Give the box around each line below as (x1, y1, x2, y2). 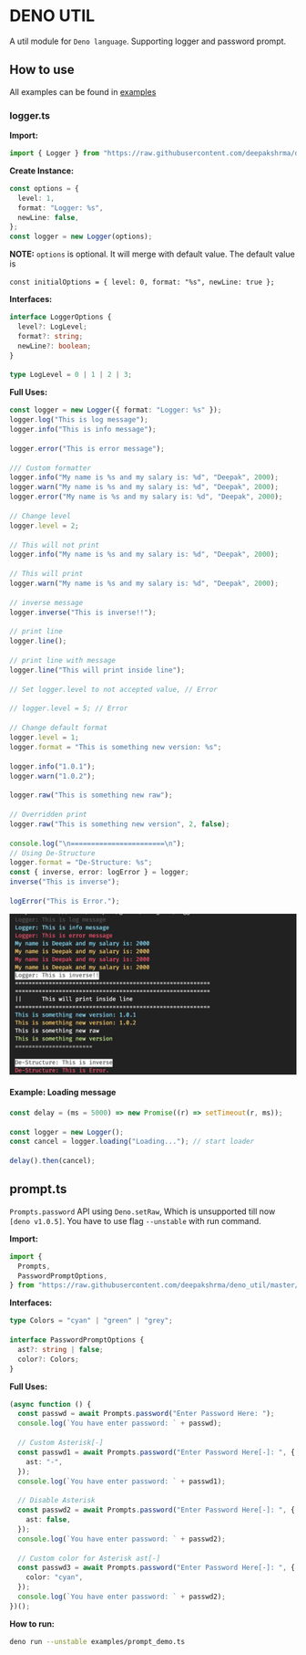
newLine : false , (17, 213, 79, 222)
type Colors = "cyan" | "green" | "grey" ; (9, 1316, 173, 1325)
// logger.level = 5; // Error (9, 704, 128, 713)
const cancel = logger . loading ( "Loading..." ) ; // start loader (9, 1137, 255, 1147)
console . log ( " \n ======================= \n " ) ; (9, 839, 185, 848)
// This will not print (9, 540, 100, 550)
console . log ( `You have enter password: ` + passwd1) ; (17, 1476, 226, 1486)
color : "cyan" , (25, 1573, 84, 1582)
